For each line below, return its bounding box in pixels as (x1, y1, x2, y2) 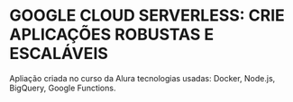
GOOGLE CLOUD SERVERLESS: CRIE (9, 5, 286, 26)
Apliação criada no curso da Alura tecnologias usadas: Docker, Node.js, (9, 72, 276, 83)
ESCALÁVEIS (9, 44, 108, 64)
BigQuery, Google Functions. (9, 82, 116, 93)
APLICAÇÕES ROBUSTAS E (9, 24, 215, 45)
